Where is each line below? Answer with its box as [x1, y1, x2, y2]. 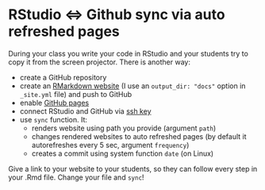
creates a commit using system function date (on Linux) [31, 149, 214, 158]
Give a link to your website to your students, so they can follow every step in [8, 164, 258, 173]
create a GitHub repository [19, 72, 107, 82]
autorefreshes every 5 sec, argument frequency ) [31, 140, 190, 149]
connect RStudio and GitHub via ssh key [19, 106, 152, 116]
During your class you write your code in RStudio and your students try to [8, 48, 248, 58]
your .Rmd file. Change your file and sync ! [8, 173, 144, 182]
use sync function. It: [19, 114, 88, 124]
